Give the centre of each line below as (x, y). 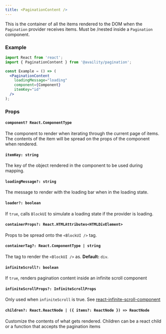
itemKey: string (22, 155)
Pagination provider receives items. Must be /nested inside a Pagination (79, 29)
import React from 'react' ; (34, 58)
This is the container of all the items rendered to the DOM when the (74, 24)
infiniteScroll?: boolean (32, 267)
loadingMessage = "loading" (41, 80)
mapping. (15, 171)
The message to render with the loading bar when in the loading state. (77, 192)
